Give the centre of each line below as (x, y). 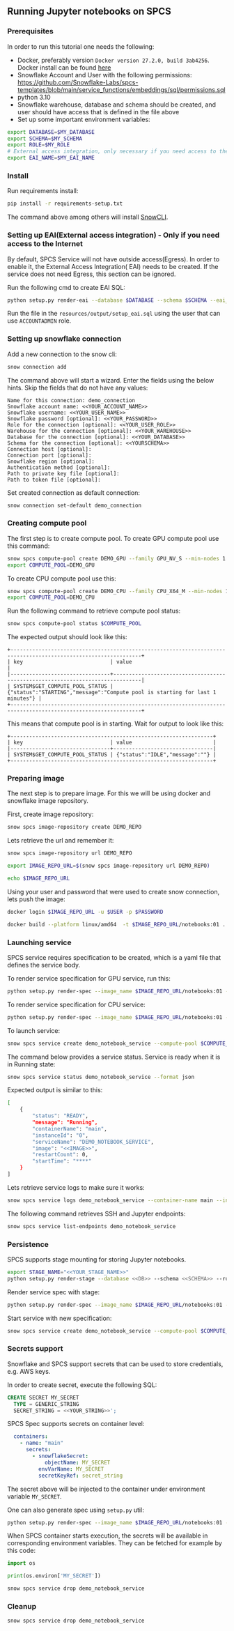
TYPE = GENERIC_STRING (46, 1404)
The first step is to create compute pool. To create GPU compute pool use (113, 538)
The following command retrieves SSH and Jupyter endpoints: (96, 1213)
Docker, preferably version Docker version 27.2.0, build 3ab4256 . (114, 60)
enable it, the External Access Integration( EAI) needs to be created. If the (113, 266)
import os (22, 1563)
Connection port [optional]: (49, 455)
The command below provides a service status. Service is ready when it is (114, 1057)
